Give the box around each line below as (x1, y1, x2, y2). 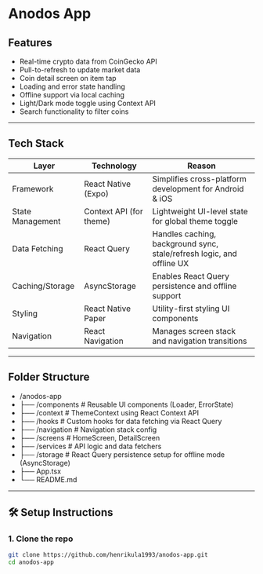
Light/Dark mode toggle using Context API (19, 99, 157, 108)
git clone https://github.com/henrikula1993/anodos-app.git (8, 551, 209, 559)
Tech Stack (8, 137, 64, 150)
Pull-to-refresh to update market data (19, 65, 141, 75)
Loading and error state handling (19, 82, 125, 91)
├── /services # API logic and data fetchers (19, 441, 162, 451)
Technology (91, 160, 137, 171)
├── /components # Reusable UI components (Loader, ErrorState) (19, 400, 234, 409)
